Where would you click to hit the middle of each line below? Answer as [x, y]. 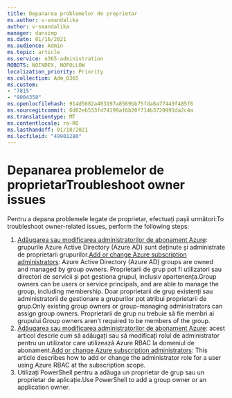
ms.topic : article [34, 53]
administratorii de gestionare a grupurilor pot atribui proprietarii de [112, 299]
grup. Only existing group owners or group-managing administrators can [120, 306]
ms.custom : [23, 85]
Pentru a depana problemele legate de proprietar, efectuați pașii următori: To [116, 219]
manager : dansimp [32, 33]
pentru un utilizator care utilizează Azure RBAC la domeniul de [106, 343]
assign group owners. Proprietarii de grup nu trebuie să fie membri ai [116, 313]
